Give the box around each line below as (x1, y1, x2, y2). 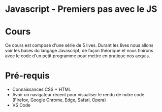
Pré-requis (5, 70, 50, 81)
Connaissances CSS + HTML (12, 86, 71, 92)
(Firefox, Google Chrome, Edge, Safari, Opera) (12, 97, 106, 103)
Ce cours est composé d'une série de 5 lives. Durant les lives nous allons (5, 42, 154, 48)
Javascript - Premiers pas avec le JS (5, 3, 158, 15)
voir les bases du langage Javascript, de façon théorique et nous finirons (5, 48, 154, 54)
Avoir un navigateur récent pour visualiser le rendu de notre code (12, 92, 145, 98)
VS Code (12, 102, 31, 108)
